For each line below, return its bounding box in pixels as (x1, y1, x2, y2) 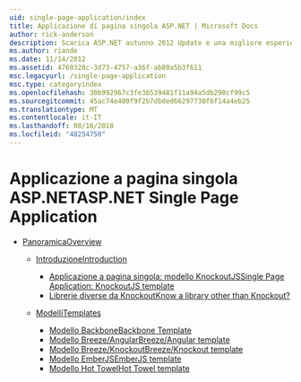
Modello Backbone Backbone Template (48, 325, 193, 335)
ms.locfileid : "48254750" (9, 130, 106, 139)
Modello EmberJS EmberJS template (48, 353, 182, 364)
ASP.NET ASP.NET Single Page (9, 187, 239, 208)
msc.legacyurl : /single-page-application (9, 72, 167, 81)
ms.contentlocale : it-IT (9, 113, 102, 122)
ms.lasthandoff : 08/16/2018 (9, 122, 115, 131)
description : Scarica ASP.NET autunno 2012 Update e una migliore (9, 38, 262, 48)
